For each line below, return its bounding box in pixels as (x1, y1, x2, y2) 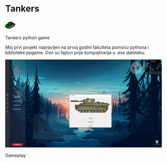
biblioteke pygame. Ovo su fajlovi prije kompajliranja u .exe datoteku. (5, 49, 146, 55)
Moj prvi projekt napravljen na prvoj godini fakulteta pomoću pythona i (5, 44, 149, 50)
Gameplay (5, 153, 26, 159)
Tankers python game (5, 34, 50, 40)
